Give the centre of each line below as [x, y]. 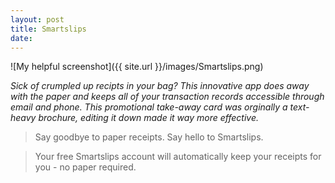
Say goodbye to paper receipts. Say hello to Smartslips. [149, 137]
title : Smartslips [48, 29]
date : [21, 38]
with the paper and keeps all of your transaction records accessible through [167, 97]
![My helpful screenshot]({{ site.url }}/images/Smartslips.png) [137, 67]
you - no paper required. [85, 167]
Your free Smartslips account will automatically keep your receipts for [178, 157]
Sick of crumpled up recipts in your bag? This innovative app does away [160, 86]
